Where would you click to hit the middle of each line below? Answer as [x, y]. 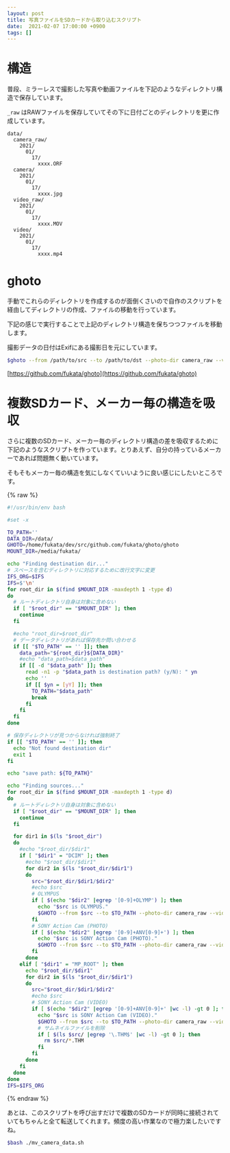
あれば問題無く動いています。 [61, 458]
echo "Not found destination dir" [62, 748]
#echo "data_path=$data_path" [63, 659]
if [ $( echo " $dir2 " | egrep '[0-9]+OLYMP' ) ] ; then [107, 900]
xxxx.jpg [50, 194]
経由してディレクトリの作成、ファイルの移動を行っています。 [93, 310]
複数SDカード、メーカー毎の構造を [105, 403]
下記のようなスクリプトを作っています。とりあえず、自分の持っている [105, 449]
